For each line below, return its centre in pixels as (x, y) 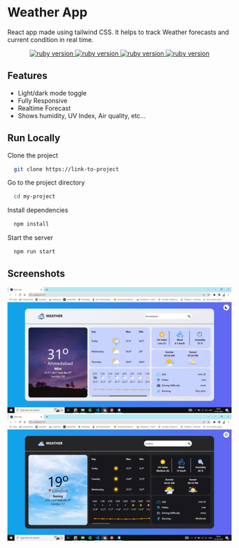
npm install (32, 224)
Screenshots (36, 274)
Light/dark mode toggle (52, 93)
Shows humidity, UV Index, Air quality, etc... (81, 115)
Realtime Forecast (44, 108)
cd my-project (34, 196)
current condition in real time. (51, 39)
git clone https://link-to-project (67, 169)
